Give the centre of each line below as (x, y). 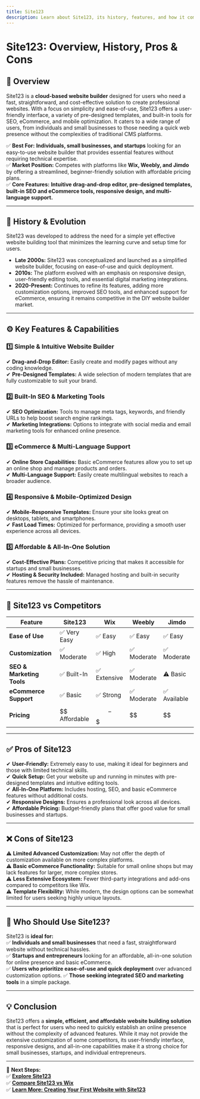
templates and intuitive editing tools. (75, 783)
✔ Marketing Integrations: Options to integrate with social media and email (99, 424)
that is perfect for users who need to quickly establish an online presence (96, 1027)
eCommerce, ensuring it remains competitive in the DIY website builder (102, 298)
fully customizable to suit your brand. (52, 381)
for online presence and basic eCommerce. (59, 962)
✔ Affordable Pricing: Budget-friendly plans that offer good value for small (98, 808)
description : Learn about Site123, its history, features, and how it (96, 17)
